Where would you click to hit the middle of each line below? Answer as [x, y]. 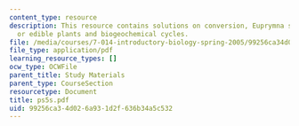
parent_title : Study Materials [67, 75]
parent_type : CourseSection [61, 83]
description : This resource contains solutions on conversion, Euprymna [147, 26]
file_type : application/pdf [61, 51]
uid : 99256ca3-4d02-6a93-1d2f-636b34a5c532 [91, 108]
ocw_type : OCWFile [43, 67]
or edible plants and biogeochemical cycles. [103, 34]
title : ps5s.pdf [39, 100]
